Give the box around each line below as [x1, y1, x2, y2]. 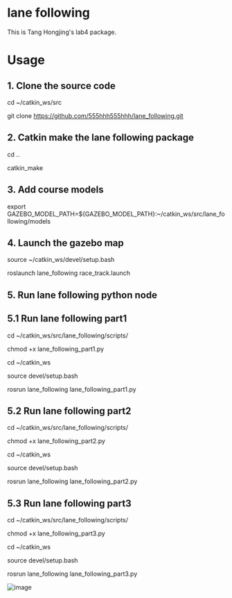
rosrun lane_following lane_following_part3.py [7, 570, 138, 578]
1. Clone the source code [7, 80, 116, 92]
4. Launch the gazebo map [7, 237, 125, 249]
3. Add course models [7, 184, 104, 196]
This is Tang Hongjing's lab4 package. [7, 28, 116, 36]
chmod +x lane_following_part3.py [7, 529, 105, 538]
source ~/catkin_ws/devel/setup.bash [7, 256, 115, 264]
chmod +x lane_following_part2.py [7, 437, 106, 445]
